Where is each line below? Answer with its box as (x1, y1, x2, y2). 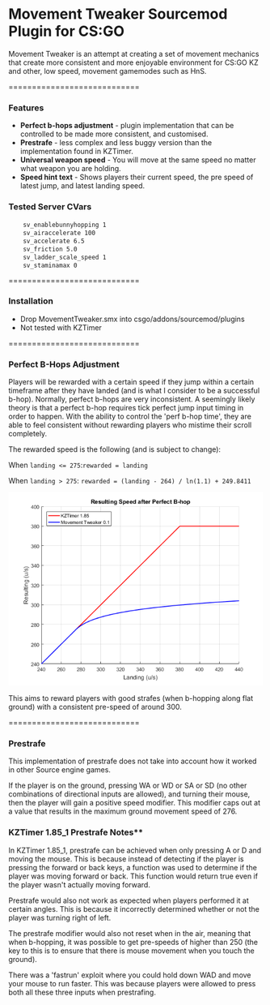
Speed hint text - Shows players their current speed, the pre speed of (19, 172, 254, 183)
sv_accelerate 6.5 (23, 237, 85, 245)
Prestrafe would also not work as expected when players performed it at (8, 895, 249, 905)
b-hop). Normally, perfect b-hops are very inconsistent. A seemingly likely (8, 394, 255, 404)
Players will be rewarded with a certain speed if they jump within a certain (8, 377, 255, 387)
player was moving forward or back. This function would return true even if (8, 871, 259, 881)
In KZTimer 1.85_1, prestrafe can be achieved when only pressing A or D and (8, 845, 262, 855)
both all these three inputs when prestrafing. (8, 987, 156, 997)
